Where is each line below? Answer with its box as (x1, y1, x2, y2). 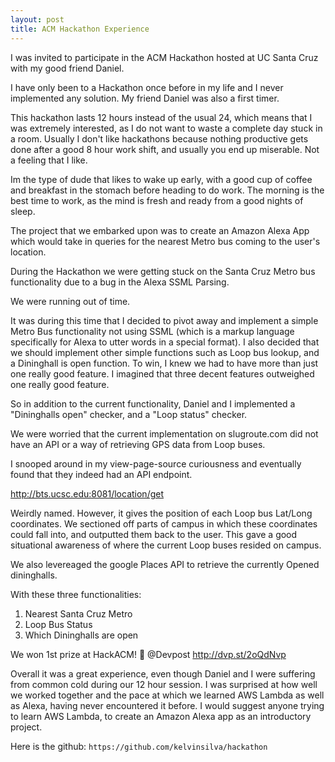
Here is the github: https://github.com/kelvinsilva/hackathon (10, 740, 268, 752)
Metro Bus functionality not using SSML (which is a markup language (10, 325, 295, 337)
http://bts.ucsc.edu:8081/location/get (10, 487, 164, 500)
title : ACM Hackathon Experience (10, 24, 150, 34)
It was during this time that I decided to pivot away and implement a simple (10, 314, 319, 326)
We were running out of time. (10, 295, 131, 307)
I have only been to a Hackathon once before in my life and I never (10, 81, 284, 93)
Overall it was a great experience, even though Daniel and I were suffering (10, 667, 316, 680)
